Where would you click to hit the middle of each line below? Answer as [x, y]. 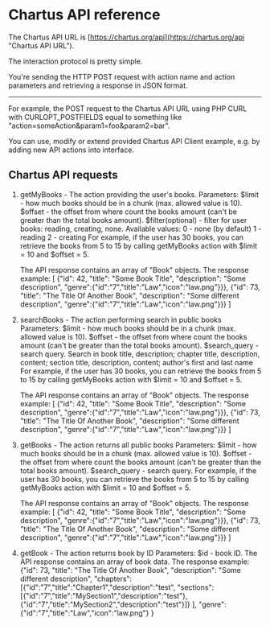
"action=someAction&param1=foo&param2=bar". [89, 126]
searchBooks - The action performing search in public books [121, 319]
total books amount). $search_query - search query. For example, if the [138, 470]
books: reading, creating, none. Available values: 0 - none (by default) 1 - [141, 229]
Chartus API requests [63, 175]
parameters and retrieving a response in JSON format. [98, 85]
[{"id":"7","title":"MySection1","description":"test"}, [104, 595]
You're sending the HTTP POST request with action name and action [122, 76]
